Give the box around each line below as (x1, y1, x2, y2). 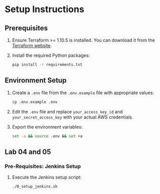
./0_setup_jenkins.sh (12, 184, 58, 189)
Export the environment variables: (12, 124, 83, 130)
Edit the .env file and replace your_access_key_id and (12, 108, 123, 114)
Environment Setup (5, 76, 67, 85)
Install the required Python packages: (12, 52, 90, 58)
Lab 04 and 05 (5, 147, 51, 156)
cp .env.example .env (12, 99, 58, 104)
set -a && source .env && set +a (12, 133, 83, 139)
